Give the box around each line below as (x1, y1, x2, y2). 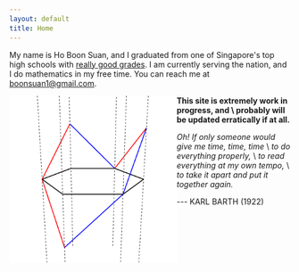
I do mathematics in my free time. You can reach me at (9, 68, 210, 79)
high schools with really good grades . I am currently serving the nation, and (9, 59, 287, 70)
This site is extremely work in (177, 95, 288, 106)
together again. (177, 178, 234, 189)
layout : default (9, 14, 70, 23)
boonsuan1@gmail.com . (9, 78, 97, 88)
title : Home (9, 23, 54, 33)
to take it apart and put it (177, 169, 269, 180)
